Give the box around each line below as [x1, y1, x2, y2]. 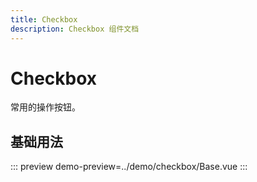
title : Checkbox [10, 14, 78, 25]
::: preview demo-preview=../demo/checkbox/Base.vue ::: [10, 161, 248, 173]
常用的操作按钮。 [10, 101, 81, 113]
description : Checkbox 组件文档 [10, 24, 140, 34]
